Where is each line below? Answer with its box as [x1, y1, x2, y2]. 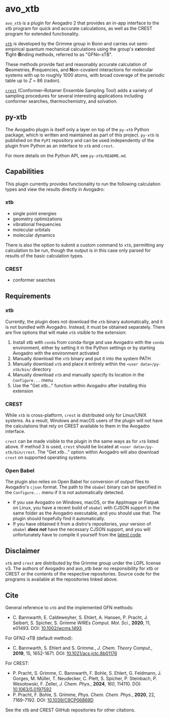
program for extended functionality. [5, 31, 80, 37]
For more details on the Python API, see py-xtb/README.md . [5, 152, 127, 158]
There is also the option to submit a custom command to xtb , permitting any [5, 242, 164, 248]
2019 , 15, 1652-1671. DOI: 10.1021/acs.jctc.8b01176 [12, 650, 118, 656]
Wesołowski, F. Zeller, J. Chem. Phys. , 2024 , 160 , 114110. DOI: [12, 681, 142, 687]
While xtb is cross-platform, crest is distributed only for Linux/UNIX [5, 412, 147, 418]
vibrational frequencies [12, 221, 61, 227]
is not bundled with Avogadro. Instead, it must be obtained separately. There [5, 324, 165, 330]
